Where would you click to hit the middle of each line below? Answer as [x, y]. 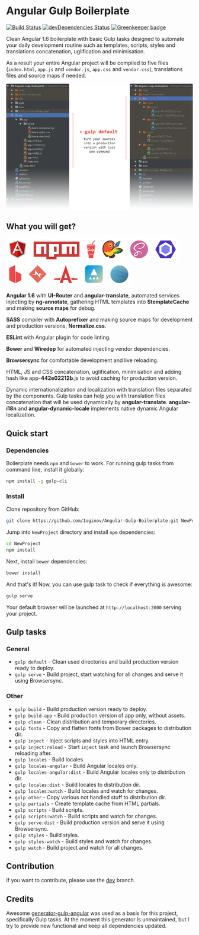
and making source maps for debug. [51, 308]
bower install [24, 573]
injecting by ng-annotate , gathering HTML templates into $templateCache [98, 302]
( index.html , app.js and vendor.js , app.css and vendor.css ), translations [94, 69]
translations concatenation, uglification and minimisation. [76, 51]
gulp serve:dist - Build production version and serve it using [89, 822]
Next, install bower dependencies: [47, 561]
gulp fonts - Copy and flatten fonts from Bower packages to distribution [103, 728]
